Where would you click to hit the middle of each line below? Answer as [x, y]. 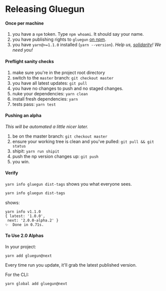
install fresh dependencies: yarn [45, 99]
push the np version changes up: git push [55, 156]
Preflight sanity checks [30, 61]
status [19, 146]
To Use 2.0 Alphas [24, 236]
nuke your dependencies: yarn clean [50, 93]
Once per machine [25, 23]
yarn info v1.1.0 [23, 212]
